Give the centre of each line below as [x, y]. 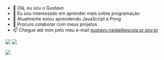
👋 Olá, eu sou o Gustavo [38, 8]
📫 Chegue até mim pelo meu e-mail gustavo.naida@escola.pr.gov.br [86, 30]
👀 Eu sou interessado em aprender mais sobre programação [76, 13]
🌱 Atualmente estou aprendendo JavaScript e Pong [67, 19]
